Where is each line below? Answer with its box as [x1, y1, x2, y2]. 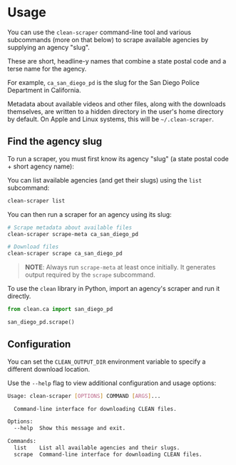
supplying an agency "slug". [7, 43, 91, 51]
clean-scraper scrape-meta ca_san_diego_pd [7, 230, 139, 237]
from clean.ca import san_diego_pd [7, 306, 113, 313]
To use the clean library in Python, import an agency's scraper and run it [7, 285, 220, 293]
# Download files [7, 243, 59, 250]
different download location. [7, 364, 91, 373]
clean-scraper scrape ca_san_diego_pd [7, 250, 123, 257]
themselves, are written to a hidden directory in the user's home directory [7, 107, 224, 116]
